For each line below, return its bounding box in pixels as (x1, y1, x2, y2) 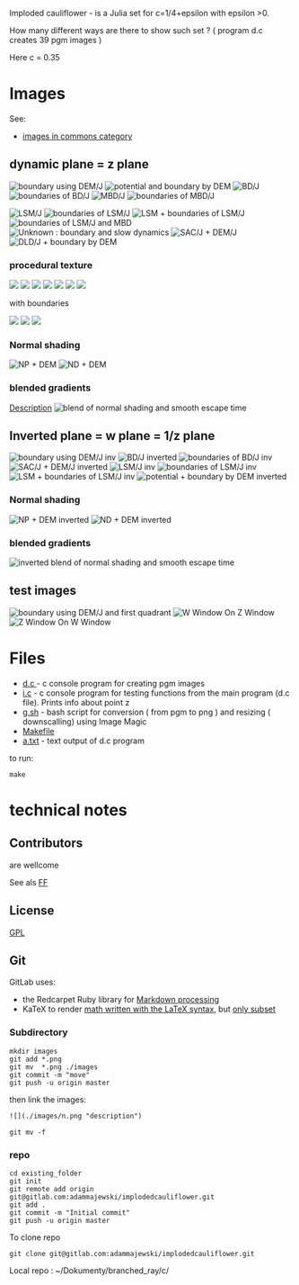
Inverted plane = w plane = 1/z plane (9, 428, 215, 444)
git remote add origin (9, 1184, 94, 1193)
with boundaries (9, 298, 69, 309)
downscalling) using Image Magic (22, 715, 147, 727)
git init (9, 1176, 42, 1186)
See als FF (9, 876, 48, 887)
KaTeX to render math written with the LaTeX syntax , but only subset (22, 1003, 277, 1015)
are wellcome (9, 859, 59, 870)
